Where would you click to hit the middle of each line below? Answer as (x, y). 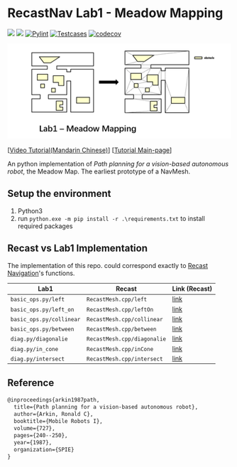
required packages (45, 226)
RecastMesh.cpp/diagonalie (126, 339)
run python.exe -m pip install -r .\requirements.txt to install (111, 218)
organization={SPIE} (44, 450)
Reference (31, 383)
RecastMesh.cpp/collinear (125, 319)
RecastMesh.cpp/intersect (125, 359)
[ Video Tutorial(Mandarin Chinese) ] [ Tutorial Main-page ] (90, 150)
